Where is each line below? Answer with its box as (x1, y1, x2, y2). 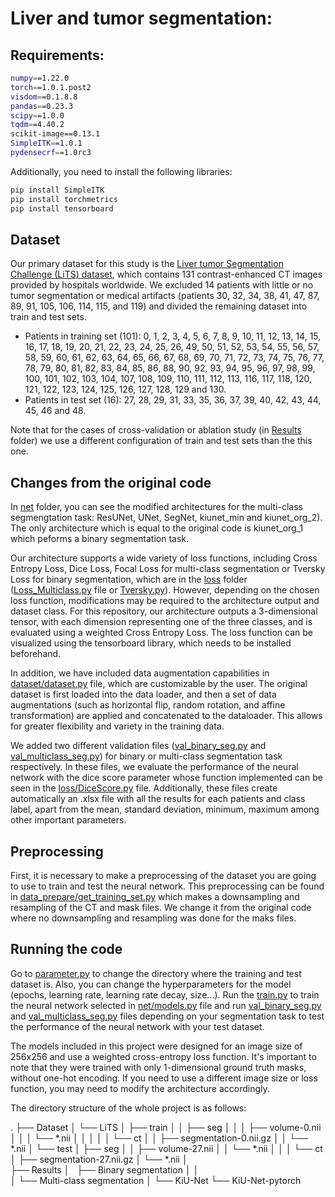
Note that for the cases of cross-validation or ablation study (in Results (10, 424, 302, 436)
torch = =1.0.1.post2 (10, 82, 92, 92)
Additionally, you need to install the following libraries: (10, 165, 233, 177)
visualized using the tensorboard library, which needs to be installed (10, 637, 292, 649)
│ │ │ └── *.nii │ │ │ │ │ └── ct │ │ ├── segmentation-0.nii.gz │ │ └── (10, 1132, 309, 1144)
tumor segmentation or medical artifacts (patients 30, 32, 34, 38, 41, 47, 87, (10, 290, 320, 302)
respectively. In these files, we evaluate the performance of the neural (10, 761, 299, 773)
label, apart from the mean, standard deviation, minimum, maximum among (10, 803, 320, 816)
